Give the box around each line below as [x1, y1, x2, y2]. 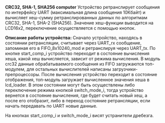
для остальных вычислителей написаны [26, 66, 111, 72]
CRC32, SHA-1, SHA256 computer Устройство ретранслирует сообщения [5, 4, 160, 10]
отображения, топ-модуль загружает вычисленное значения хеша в [5, 77, 150, 82]
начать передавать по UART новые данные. [5, 103, 98, 109]
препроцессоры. [5, 72, 40, 77]
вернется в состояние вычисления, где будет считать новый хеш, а [5, 92, 148, 98]
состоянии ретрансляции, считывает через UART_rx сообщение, [5, 40, 142, 46]
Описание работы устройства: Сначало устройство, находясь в [5, 35, 142, 41]
